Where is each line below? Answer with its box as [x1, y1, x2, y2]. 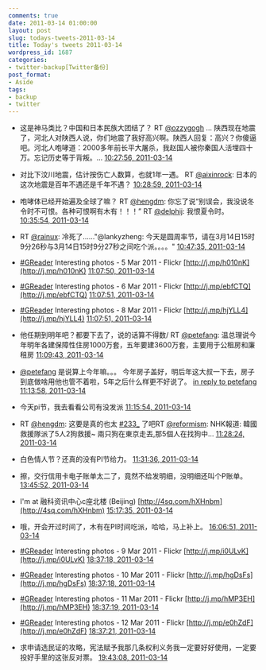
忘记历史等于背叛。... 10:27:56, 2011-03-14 [33, 153, 173, 163]
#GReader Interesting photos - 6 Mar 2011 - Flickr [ [19, 281, 187, 291]
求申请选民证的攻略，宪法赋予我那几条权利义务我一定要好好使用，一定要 [19, 643, 256, 653]
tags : [8, 85, 26, 94]
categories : [8, 56, 48, 64]
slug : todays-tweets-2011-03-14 [8, 33, 115, 42]
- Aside [8, 78, 34, 86]
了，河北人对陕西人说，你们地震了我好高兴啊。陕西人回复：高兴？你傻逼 [19, 133, 256, 143]
